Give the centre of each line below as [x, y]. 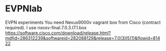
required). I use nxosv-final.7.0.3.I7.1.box [46, 27]
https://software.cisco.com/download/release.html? [58, 33]
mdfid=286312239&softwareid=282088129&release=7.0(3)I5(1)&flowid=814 [83, 38]
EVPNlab [24, 9]
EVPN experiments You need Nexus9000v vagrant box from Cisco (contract [83, 22]
